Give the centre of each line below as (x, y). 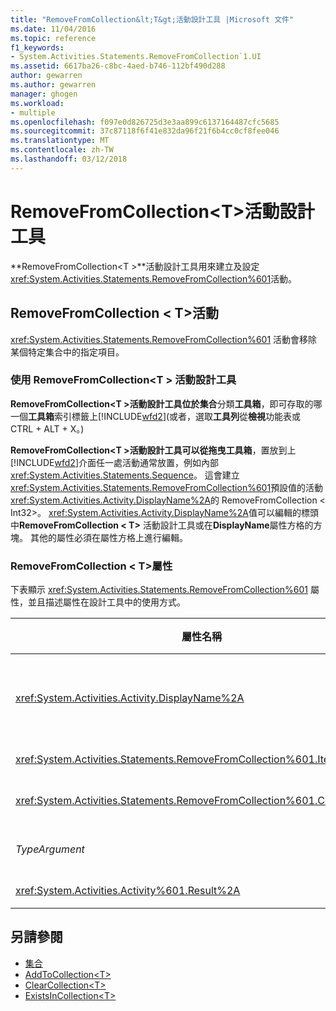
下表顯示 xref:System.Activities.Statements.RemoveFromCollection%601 (159, 590)
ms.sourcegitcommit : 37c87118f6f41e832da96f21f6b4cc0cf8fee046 (145, 131)
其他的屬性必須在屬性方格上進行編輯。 (108, 537)
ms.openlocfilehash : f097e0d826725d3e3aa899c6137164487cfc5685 (145, 122)
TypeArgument (50, 849)
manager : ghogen (44, 94)
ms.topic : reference (53, 38)
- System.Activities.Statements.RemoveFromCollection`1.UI (136, 57)
